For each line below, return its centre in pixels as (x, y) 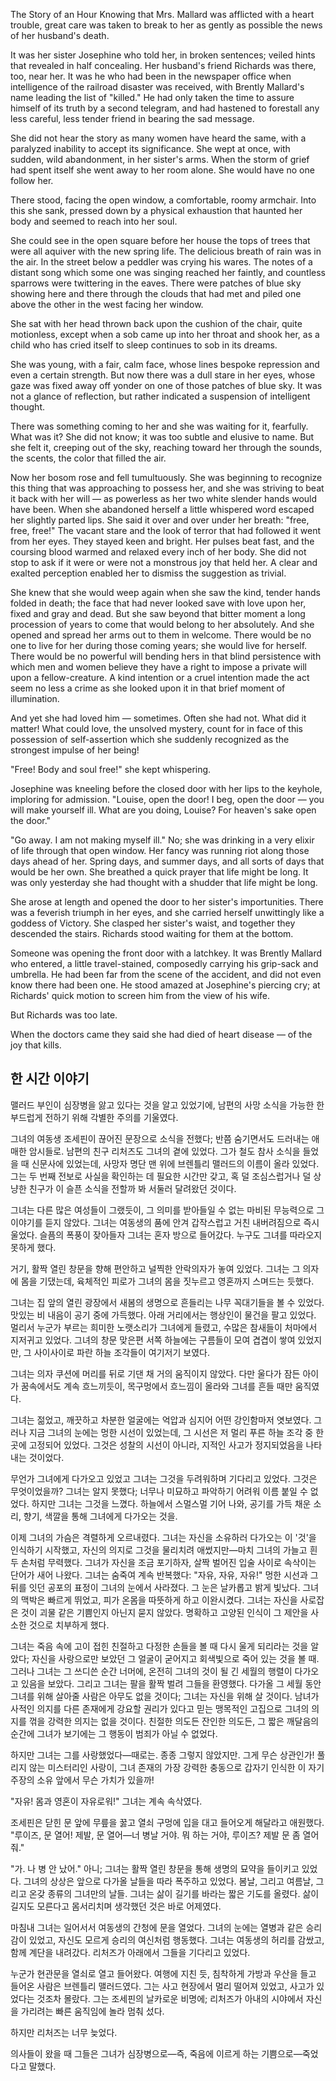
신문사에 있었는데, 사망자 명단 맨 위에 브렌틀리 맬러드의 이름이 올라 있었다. (175, 1163)
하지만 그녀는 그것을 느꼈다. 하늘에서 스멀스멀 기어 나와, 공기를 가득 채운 (171, 1503)
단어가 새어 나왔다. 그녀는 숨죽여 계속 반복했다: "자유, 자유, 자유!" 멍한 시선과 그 (164, 1575)
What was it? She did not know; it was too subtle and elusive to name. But (162, 437)
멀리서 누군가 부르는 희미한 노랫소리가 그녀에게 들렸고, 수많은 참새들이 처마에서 (164, 1327)
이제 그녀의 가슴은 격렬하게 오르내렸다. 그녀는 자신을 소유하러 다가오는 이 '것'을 (163, 1537)
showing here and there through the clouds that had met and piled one (156, 293)
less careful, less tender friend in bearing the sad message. (132, 118)
